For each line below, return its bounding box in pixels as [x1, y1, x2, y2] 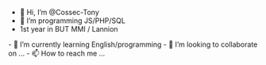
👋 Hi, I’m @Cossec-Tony [19, 8, 99, 17]
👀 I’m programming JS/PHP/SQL [19, 16, 125, 25]
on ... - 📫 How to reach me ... [8, 48, 106, 58]
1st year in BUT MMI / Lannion [19, 25, 118, 33]
